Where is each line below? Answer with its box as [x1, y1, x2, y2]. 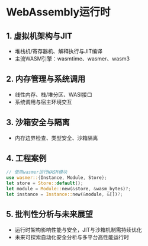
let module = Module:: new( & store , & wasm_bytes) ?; [6, 186, 131, 192]
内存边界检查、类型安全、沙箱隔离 [14, 134, 98, 141]
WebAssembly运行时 [6, 5, 111, 19]
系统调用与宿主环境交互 [14, 98, 72, 106]
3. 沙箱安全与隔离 [6, 117, 70, 127]
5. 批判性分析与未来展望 [6, 209, 93, 219]
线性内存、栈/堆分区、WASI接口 [14, 91, 93, 98]
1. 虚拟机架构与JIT [6, 31, 73, 41]
